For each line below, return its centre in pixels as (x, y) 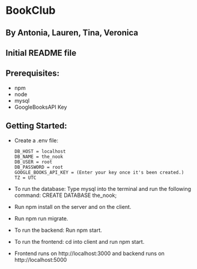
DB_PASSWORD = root (39, 167)
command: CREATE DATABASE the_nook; (65, 195)
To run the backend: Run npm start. (58, 230)
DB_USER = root (33, 162)
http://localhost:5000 (41, 259)
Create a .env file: (36, 140)
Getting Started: (36, 126)
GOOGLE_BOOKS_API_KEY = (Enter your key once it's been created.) (99, 172)
